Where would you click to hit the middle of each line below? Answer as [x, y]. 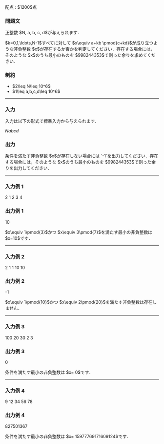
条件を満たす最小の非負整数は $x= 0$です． [49, 372]
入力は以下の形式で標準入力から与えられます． [52, 121]
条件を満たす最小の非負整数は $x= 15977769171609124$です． [68, 436]
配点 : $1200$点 [21, 7]
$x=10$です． [19, 238]
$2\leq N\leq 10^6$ [31, 86]
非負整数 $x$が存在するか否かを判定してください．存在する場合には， [84, 49]
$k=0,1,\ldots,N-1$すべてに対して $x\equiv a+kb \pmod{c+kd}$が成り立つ [79, 43]
